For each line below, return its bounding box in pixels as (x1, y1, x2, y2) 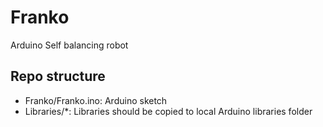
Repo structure (10, 68, 106, 85)
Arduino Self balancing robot (10, 39, 129, 51)
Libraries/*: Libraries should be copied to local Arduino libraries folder (24, 105, 313, 117)
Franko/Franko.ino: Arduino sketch (24, 94, 168, 106)
